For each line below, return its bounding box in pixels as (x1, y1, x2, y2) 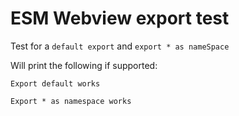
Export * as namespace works (10, 96, 132, 106)
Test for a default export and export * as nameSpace (10, 40, 230, 52)
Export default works (10, 78, 101, 89)
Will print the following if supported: (10, 59, 158, 71)
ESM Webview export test (10, 7, 230, 30)
